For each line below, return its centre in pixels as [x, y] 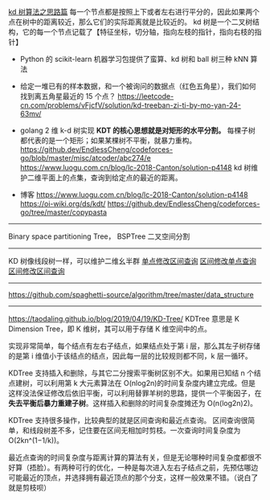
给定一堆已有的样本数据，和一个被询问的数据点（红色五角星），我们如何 [138, 86]
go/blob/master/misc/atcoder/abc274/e [85, 158]
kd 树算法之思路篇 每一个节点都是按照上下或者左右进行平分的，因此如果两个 [134, 12]
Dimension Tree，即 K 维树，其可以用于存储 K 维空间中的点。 [110, 329]
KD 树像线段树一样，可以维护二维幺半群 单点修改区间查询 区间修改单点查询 [133, 261]
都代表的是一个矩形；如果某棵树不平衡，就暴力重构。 [108, 140]
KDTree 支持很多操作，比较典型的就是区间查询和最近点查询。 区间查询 [125, 420]
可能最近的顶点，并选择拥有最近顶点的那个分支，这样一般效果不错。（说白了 [133, 477]
